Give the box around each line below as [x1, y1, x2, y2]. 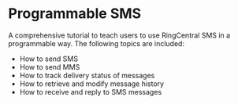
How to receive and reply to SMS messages [19, 87, 162, 96]
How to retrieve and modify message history [19, 79, 164, 88]
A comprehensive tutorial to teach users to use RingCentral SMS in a [8, 30, 231, 40]
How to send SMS [19, 54, 79, 63]
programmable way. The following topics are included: [8, 38, 185, 48]
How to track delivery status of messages [19, 70, 155, 80]
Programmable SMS [8, 5, 142, 23]
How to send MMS [19, 62, 80, 71]
